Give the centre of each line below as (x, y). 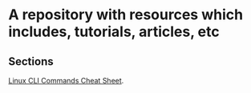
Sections (31, 61)
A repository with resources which (125, 15)
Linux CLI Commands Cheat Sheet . (66, 81)
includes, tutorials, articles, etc (114, 32)
